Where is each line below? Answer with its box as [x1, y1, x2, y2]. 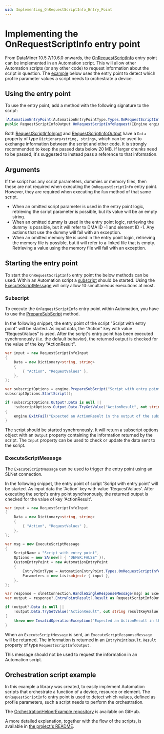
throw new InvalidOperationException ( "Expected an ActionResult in [14, 618, 154, 623]
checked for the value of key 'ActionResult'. [5, 496, 93, 502]
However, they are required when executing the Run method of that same [5, 189, 151, 194]
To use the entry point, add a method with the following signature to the [5, 103, 149, 108]
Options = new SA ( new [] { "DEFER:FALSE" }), [14, 555, 106, 560]
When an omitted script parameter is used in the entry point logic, [12, 203, 145, 209]
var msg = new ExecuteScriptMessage [5, 542, 80, 546]
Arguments [5, 166, 41, 174]
